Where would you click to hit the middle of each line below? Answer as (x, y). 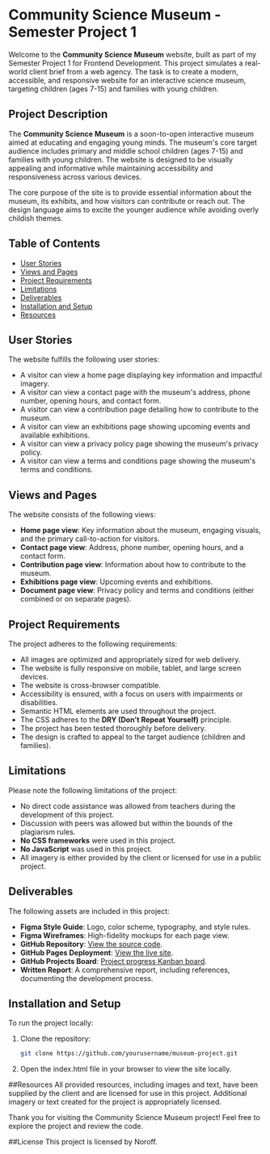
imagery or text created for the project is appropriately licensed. (115, 1102)
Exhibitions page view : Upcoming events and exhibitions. (116, 582)
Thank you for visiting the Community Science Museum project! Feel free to (134, 1118)
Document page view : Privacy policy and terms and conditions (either (137, 590)
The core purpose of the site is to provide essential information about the (130, 192)
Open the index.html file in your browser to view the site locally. (126, 1069)
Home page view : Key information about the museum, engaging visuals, (140, 531)
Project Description (58, 114)
